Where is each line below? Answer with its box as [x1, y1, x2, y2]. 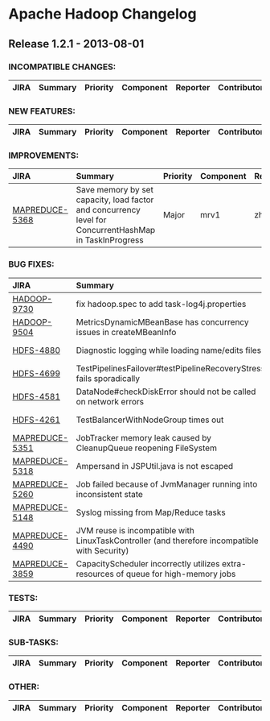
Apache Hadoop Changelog [8, 5, 197, 23]
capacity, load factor [76, 194, 154, 205]
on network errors [76, 396, 145, 407]
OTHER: [8, 682, 40, 693]
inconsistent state [76, 488, 143, 499]
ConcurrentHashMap [76, 225, 156, 236]
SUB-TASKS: [8, 636, 59, 648]
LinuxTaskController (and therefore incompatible [76, 535, 259, 546]
